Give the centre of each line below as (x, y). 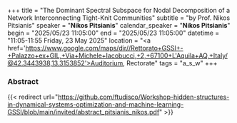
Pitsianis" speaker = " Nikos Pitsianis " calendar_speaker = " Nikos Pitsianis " (119, 25)
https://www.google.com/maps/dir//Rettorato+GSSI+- (104, 48)
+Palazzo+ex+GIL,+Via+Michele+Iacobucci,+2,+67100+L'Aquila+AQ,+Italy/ (118, 55)
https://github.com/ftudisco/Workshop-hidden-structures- (143, 97)
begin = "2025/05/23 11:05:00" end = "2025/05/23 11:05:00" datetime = (114, 33)
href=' (17, 48)
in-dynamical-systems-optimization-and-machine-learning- (96, 105)
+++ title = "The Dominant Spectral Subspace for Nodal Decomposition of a (119, 10)
